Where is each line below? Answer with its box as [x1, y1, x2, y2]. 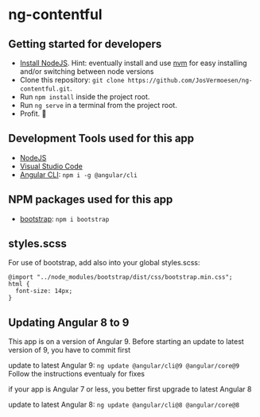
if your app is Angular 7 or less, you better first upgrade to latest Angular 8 [8, 384, 252, 394]
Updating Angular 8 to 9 [8, 315, 130, 329]
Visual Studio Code [19, 161, 83, 171]
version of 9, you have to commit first [8, 346, 131, 355]
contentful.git [19, 85, 71, 93]
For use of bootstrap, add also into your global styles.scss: [8, 258, 200, 268]
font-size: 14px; [15, 288, 73, 295]
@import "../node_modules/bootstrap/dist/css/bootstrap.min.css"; [8, 273, 233, 281]
